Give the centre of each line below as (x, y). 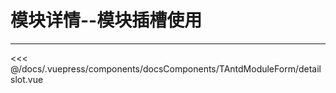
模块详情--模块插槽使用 (106, 20)
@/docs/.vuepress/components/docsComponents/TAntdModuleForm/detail (166, 68)
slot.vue (27, 79)
